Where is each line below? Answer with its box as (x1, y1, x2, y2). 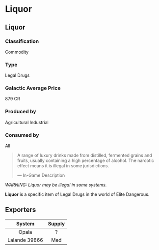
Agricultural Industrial (5, 119, 49, 125)
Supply (48, 220, 65, 227)
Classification (5, 38, 39, 45)
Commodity (5, 49, 29, 55)
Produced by (5, 108, 36, 115)
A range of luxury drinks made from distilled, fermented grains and (17, 153, 152, 158)
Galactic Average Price (5, 85, 61, 92)
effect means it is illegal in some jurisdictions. (17, 163, 109, 169)
